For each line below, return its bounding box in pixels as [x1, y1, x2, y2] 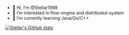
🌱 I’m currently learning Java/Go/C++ [12, 15, 89, 21]
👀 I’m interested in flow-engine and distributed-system [12, 10, 124, 16]
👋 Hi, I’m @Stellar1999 [12, 5, 58, 10]
